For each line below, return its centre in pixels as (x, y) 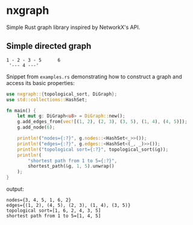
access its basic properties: (40, 83)
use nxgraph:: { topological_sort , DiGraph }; (62, 94)
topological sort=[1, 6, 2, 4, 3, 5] (54, 211)
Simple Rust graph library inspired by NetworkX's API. (73, 27)
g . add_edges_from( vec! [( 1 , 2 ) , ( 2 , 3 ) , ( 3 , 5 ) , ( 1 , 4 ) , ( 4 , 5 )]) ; (103, 122)
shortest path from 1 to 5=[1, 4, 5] (54, 216)
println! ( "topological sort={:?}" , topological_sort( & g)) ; (93, 149)
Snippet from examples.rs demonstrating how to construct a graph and (94, 77)
